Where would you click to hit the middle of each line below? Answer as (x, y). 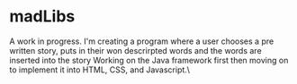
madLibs (42, 17)
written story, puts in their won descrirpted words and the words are (136, 50)
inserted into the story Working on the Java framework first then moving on (149, 60)
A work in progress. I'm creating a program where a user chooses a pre (142, 41)
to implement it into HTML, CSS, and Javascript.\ (100, 70)
